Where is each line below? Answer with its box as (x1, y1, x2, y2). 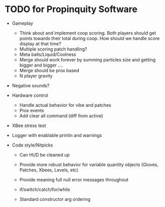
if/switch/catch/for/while (19, 186, 71, 192)
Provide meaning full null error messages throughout (19, 176, 129, 182)
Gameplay (12, 20, 34, 26)
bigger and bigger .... (19, 62, 63, 68)
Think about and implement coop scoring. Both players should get (19, 30, 156, 36)
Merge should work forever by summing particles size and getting (19, 56, 156, 62)
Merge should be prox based (19, 67, 80, 74)
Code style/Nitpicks (12, 142, 53, 148)
